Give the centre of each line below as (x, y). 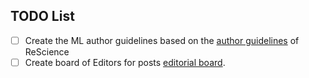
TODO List (42, 16)
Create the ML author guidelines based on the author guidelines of (162, 40)
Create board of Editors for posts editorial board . (125, 62)
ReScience (47, 51)
